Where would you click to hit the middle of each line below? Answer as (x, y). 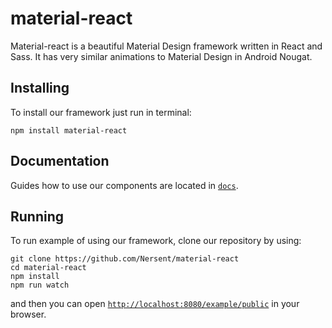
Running (37, 216)
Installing (40, 88)
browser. (28, 314)
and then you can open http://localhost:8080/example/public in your (155, 304)
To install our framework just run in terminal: (101, 112)
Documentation (60, 161)
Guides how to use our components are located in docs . (124, 185)
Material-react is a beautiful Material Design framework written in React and (166, 46)
